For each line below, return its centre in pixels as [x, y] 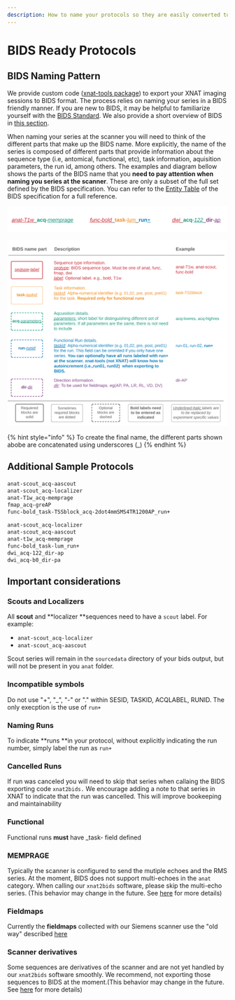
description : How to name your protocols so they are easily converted [114, 15]
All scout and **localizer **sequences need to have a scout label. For [107, 616]
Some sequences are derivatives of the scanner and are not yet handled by [116, 967]
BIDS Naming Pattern [54, 76]
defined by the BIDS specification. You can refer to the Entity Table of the [113, 189]
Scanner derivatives [42, 952]
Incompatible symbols [46, 684]
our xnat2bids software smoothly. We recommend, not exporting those [109, 975]
